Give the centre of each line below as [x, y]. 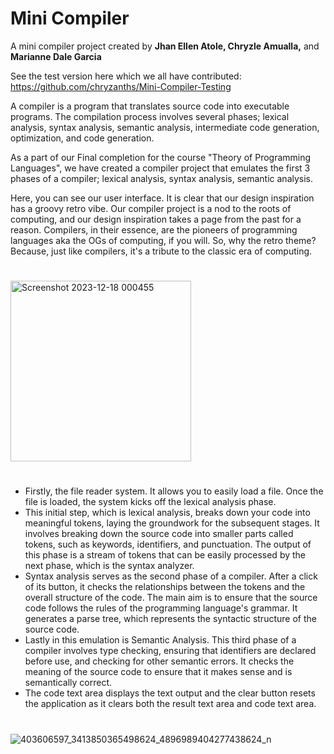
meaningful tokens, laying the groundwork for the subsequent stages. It [172, 523]
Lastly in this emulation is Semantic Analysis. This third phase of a [160, 640]
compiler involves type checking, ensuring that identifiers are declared [170, 651]
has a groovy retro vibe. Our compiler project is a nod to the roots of [151, 208]
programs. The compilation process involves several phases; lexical [150, 116]
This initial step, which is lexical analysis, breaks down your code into [167, 513]
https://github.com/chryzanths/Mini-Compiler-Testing [121, 86]
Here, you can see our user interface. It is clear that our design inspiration [162, 198]
